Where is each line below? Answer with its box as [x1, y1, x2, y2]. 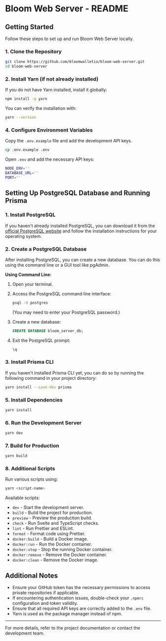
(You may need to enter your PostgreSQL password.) [12, 309, 120, 315]
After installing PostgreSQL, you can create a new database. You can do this [5, 257, 161, 263]
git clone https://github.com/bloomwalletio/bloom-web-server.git [5, 59, 145, 64]
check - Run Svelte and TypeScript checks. [12, 520, 100, 526]
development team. [5, 630, 44, 636]
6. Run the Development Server [5, 419, 82, 426]
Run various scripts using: [5, 476, 58, 482]
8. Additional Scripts [5, 465, 55, 472]
